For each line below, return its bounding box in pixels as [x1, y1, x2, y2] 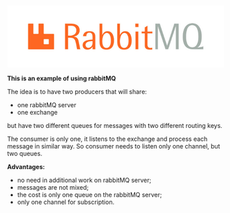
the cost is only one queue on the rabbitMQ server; [17, 191, 163, 199]
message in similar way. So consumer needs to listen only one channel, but [7, 142, 220, 150]
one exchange [17, 109, 58, 116]
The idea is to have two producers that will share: [7, 88, 147, 96]
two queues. [7, 150, 43, 157]
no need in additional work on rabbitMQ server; [17, 176, 151, 184]
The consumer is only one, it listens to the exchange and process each [7, 135, 208, 143]
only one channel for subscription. [17, 198, 115, 206]
